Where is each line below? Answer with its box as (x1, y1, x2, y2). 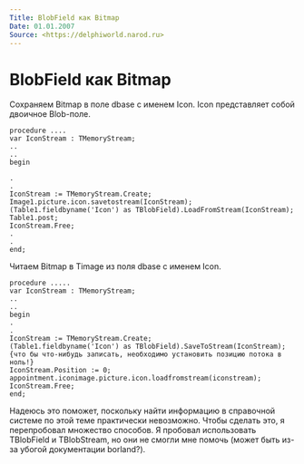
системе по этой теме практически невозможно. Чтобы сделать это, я (9, 415, 285, 426)
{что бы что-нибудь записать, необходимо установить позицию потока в (9, 350, 282, 359)
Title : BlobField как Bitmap (9, 13, 120, 23)
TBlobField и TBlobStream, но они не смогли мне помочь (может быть (9, 434, 280, 445)
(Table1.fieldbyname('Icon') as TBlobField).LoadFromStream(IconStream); (9, 206, 295, 215)
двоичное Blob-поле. (9, 109, 91, 120)
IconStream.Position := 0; (9, 366, 112, 375)
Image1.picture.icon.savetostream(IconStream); (9, 198, 193, 207)
